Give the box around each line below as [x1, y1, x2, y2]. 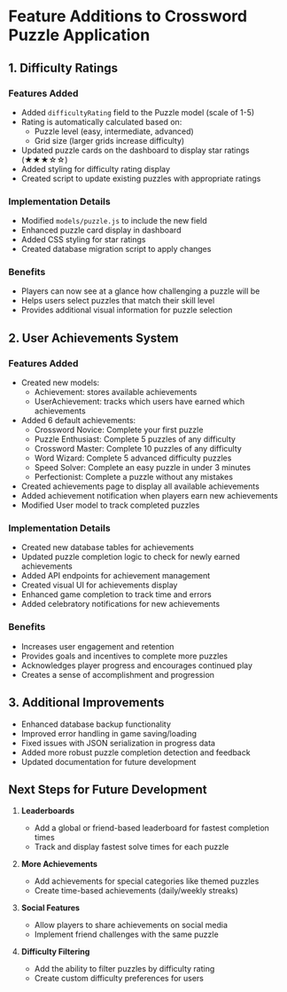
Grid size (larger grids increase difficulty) [34, 135, 185, 146]
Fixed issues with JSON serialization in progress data [20, 737, 216, 748]
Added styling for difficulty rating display [20, 163, 170, 174]
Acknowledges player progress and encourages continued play [20, 659, 253, 671]
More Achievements [20, 859, 98, 870]
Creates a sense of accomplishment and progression [20, 669, 214, 680]
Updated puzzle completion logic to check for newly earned [20, 552, 240, 563]
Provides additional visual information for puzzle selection [20, 304, 233, 316]
